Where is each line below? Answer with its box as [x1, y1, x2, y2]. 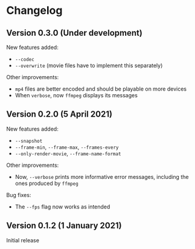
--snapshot [14, 138, 43, 144]
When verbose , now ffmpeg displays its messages [14, 92, 138, 99]
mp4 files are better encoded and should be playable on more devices [14, 85, 187, 92]
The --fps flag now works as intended [14, 203, 110, 210]
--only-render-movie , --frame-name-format [14, 149, 121, 157]
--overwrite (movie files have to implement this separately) [14, 62, 163, 69]
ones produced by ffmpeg [14, 179, 78, 187]
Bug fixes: [6, 191, 31, 198]
